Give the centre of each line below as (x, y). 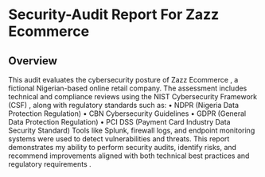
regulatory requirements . (50, 164)
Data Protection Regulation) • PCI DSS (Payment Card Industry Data (119, 122)
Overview (33, 61)
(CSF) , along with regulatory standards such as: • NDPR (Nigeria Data (123, 105)
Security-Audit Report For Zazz (114, 15)
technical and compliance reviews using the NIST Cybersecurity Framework (133, 96)
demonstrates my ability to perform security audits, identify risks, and (123, 147)
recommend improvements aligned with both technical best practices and (129, 156)
